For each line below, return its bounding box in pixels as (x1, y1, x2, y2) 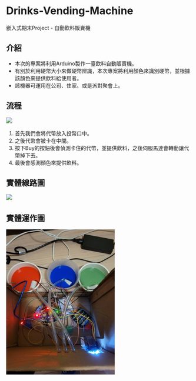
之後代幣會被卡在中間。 (14, 137, 72, 144)
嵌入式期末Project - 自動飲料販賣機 (6, 24, 91, 31)
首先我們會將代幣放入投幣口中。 (14, 129, 92, 136)
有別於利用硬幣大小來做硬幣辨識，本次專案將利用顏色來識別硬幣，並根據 (14, 67, 190, 74)
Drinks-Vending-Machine (6, 4, 134, 18)
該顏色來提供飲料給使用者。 (14, 75, 82, 82)
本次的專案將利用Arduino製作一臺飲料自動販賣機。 (14, 60, 137, 67)
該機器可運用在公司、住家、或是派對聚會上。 (14, 82, 124, 89)
